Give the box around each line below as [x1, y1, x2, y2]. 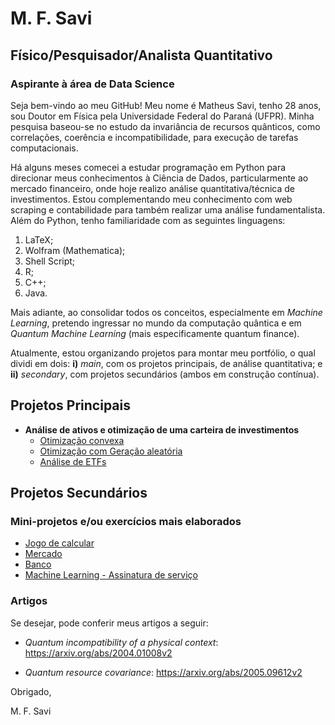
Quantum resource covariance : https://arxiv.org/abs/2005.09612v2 [24, 666, 303, 678]
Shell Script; [24, 255, 76, 267]
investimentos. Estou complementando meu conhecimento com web [10, 193, 293, 205]
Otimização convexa [39, 434, 125, 446]
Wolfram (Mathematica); [24, 244, 126, 256]
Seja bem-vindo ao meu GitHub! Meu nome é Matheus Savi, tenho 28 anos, [10, 99, 322, 111]
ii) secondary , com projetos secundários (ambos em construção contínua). [10, 368, 320, 380]
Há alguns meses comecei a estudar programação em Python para [10, 161, 287, 173]
